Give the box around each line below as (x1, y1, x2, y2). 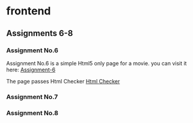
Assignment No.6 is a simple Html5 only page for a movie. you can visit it (6, 59, 187, 67)
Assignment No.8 (6, 109, 59, 117)
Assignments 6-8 (6, 28, 73, 38)
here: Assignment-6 (6, 66, 56, 73)
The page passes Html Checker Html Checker (6, 77, 120, 85)
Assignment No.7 (6, 92, 58, 101)
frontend (6, 4, 51, 18)
